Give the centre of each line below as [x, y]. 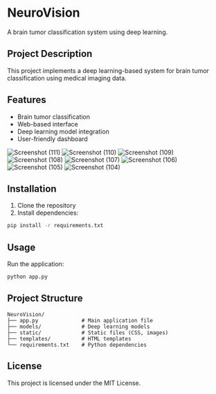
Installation [32, 189]
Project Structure [45, 298]
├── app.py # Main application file [80, 320]
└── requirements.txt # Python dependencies [77, 345]
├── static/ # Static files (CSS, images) [88, 333]
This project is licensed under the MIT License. [74, 383]
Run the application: [36, 264]
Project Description [50, 54]
